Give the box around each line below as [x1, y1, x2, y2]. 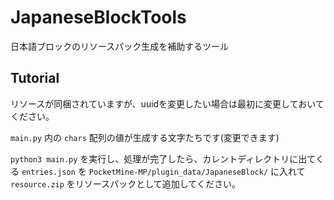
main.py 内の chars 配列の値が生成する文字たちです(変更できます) [10, 131, 280, 143]
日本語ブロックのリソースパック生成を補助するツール [10, 40, 230, 52]
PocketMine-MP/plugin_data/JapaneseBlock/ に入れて [88, 165, 306, 177]
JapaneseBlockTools [10, 6, 187, 29]
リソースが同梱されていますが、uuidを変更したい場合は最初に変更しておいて [10, 97, 325, 110]
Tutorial [10, 70, 60, 87]
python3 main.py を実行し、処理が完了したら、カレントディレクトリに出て [10, 152, 316, 165]
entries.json [21, 167, 76, 177]
